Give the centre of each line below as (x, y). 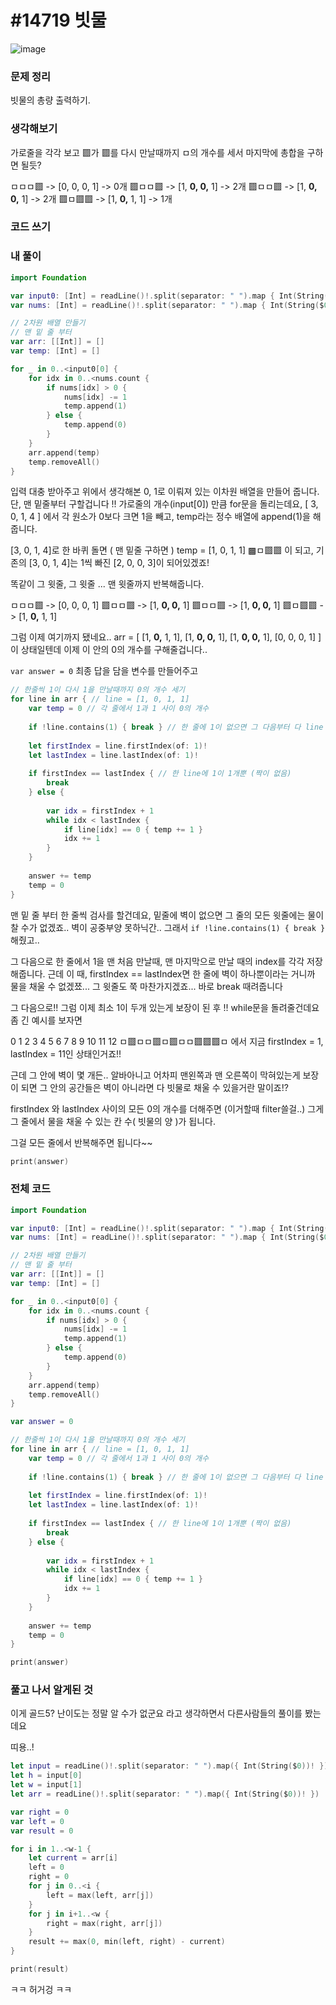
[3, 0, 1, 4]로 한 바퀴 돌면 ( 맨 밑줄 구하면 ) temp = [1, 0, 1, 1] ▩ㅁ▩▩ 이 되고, (162, 550)
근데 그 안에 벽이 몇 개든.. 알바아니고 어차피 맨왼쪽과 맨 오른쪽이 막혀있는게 (155, 1075)
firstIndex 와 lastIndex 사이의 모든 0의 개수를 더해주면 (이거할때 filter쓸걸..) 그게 (167, 1108)
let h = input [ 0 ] (46, 1776)
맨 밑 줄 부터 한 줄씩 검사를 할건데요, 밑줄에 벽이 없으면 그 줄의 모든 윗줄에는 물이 (167, 915)
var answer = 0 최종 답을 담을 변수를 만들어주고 (104, 671)
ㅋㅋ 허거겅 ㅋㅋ (41, 1989)
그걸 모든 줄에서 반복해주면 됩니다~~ (81, 1142)
